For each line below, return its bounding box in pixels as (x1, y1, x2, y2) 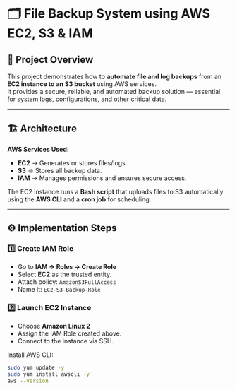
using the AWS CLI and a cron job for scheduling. (7, 195, 152, 203)
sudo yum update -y (7, 364, 65, 371)
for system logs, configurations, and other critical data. (7, 95, 167, 103)
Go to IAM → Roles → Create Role (17, 262, 117, 271)
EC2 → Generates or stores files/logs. (17, 158, 128, 167)
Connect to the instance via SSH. (17, 336, 114, 345)
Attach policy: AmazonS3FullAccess (17, 277, 116, 286)
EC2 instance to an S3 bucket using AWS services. (7, 80, 157, 88)
